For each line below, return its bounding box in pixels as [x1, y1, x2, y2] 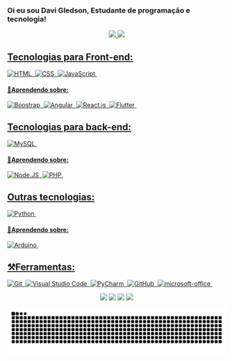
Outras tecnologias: [7, 191, 95, 203]
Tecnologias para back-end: [7, 121, 132, 133]
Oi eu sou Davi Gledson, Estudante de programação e [7, 6, 190, 15]
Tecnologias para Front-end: [7, 51, 133, 63]
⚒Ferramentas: [7, 261, 75, 273]
